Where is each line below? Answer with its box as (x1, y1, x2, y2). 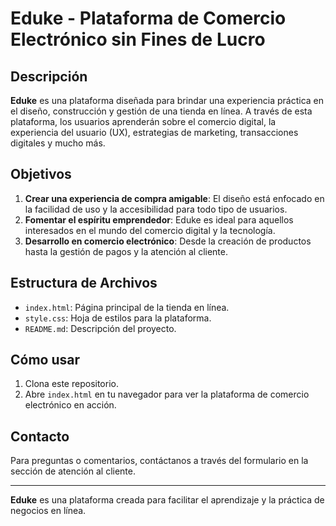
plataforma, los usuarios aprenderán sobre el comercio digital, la (10, 116, 277, 127)
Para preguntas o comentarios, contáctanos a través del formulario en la (10, 455, 309, 467)
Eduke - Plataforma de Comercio (10, 7, 287, 30)
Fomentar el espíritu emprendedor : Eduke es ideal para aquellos (24, 213, 294, 226)
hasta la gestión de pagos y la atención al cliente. (24, 245, 228, 257)
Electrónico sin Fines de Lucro (10, 28, 266, 51)
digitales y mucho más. (10, 137, 106, 149)
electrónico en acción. (24, 399, 117, 411)
